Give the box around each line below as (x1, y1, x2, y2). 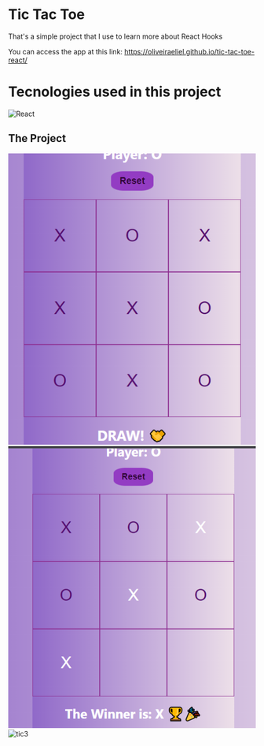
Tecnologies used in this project (8, 83, 222, 101)
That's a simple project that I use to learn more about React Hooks (8, 32, 223, 41)
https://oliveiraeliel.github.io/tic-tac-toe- (124, 47, 255, 56)
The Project (8, 132, 67, 145)
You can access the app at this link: (8, 47, 123, 56)
